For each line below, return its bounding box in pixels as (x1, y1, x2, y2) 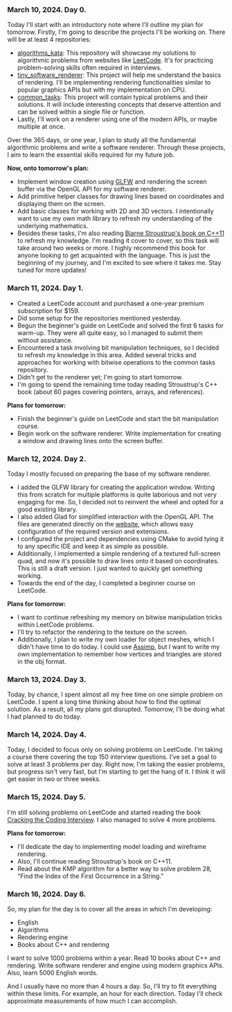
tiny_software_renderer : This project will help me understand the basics (17, 71, 222, 79)
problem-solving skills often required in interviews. (17, 64, 162, 72)
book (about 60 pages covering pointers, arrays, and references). (17, 387, 205, 396)
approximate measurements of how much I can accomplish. (7, 997, 178, 1005)
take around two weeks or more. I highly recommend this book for (17, 244, 206, 252)
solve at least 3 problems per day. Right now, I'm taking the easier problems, (7, 760, 225, 769)
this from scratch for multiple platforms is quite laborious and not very (17, 490, 217, 499)
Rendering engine (17, 933, 69, 941)
